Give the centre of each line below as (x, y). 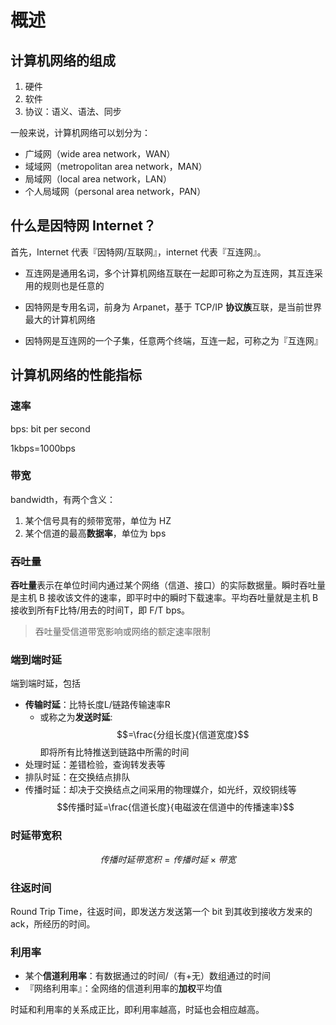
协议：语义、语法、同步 (73, 111)
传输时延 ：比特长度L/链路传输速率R (97, 705)
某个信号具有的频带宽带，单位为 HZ (98, 520)
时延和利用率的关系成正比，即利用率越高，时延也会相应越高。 (137, 1010)
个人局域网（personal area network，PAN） (115, 191)
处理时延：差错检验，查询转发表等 (95, 765)
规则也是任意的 (73, 285)
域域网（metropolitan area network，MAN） (116, 166)
